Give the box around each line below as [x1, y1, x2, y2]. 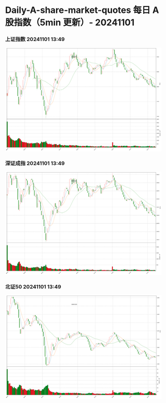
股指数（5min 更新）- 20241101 [5, 17, 135, 28]
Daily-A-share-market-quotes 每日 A [5, 4, 160, 16]
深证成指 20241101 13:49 [5, 159, 65, 166]
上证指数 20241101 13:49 [5, 36, 65, 43]
